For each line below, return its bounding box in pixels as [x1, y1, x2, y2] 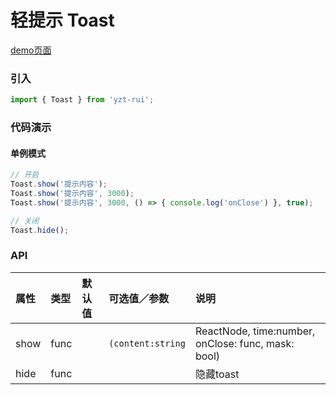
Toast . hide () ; [10, 225, 70, 235]
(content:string [108, 337, 186, 349]
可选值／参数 [108, 291, 170, 305]
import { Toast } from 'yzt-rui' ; [10, 95, 155, 105]
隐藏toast [194, 367, 240, 381]
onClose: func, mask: [194, 336, 295, 350]
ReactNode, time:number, [194, 324, 316, 338]
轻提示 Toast [10, 9, 115, 32]
